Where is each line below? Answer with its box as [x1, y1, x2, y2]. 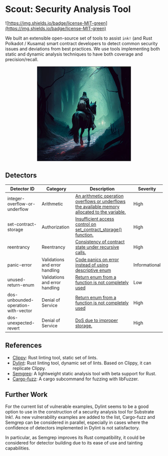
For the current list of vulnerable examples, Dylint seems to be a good [5, 403, 149, 409]
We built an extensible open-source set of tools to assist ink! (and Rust [5, 35, 152, 41]
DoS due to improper [75, 317, 118, 323]
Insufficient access [75, 216, 114, 222]
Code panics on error [75, 257, 119, 263]
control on [75, 221, 96, 227]
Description [89, 185, 115, 191]
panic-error [7, 262, 32, 268]
